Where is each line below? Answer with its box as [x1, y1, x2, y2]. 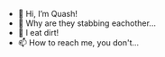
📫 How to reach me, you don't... [17, 37, 140, 48]
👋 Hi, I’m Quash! [17, 9, 78, 19]
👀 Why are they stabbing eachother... [17, 18, 156, 28]
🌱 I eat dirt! [17, 28, 60, 37]
